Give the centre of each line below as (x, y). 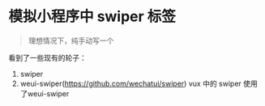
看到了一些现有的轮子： (47, 57)
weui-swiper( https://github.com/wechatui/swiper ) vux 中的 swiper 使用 (139, 83)
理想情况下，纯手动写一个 (71, 40)
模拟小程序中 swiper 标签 (92, 17)
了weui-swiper (45, 93)
